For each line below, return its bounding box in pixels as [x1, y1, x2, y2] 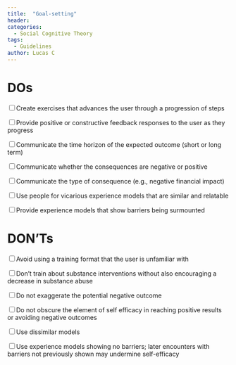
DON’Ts [7, 231, 54, 246]
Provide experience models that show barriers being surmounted [16, 205, 206, 214]
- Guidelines [13, 43, 52, 50]
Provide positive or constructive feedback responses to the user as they [16, 118, 225, 127]
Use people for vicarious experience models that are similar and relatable [16, 191, 229, 200]
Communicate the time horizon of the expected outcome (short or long [16, 140, 222, 148]
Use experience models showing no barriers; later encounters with [16, 342, 210, 350]
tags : [7, 37, 23, 44]
